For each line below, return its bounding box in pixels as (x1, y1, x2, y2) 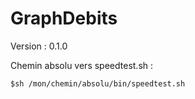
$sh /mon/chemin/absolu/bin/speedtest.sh (10, 78, 186, 89)
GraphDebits (10, 7, 118, 30)
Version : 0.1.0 (10, 40, 68, 52)
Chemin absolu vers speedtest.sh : (10, 59, 154, 71)
